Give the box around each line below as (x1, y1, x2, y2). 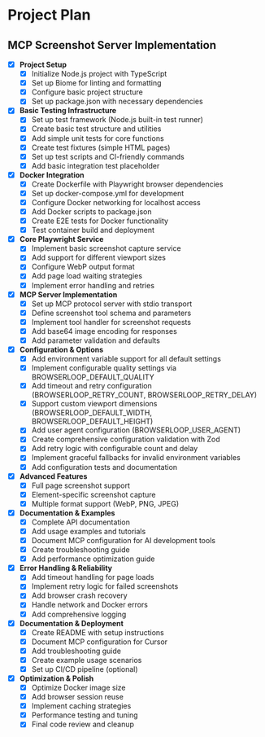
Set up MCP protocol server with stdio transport (31, 299, 193, 309)
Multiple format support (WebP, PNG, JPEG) (31, 498, 180, 508)
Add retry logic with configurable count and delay (31, 444, 198, 454)
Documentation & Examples (19, 507, 115, 518)
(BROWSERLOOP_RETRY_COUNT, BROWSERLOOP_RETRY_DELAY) (31, 390, 258, 400)
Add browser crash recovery (31, 590, 128, 600)
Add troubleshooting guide (31, 646, 121, 656)
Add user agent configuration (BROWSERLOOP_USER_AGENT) (31, 425, 241, 435)
